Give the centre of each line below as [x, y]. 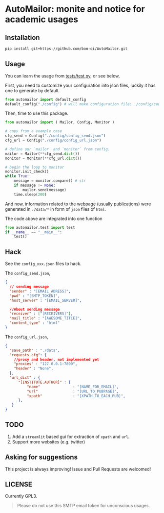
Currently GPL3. [21, 496]
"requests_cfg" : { [28, 355]
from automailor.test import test [40, 227]
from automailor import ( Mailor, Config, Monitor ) [60, 122]
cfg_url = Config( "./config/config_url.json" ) [53, 141]
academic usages [42, 19]
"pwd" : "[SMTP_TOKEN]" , [35, 296]
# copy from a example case [34, 131]
